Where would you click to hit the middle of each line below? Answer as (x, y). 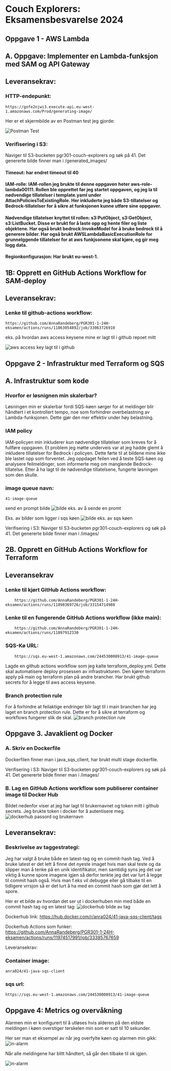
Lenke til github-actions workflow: (49, 313)
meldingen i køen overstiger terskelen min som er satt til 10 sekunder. (78, 1028)
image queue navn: (30, 488)
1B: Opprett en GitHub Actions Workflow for (76, 273)
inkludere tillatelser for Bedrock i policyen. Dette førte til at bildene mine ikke (86, 453)
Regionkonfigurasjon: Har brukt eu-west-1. (52, 256)
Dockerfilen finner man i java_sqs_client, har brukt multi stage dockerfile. (82, 759)
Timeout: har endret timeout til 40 (42, 172)
